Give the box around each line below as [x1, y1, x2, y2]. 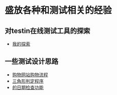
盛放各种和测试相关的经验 [5, 5, 112, 16]
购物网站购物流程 [12, 72, 48, 78]
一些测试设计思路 [5, 57, 58, 66]
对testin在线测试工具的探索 [5, 26, 91, 35]
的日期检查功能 [12, 84, 44, 90]
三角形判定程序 [12, 78, 44, 84]
